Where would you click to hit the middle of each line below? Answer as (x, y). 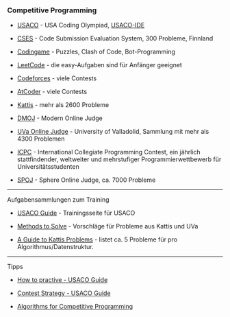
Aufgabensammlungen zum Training (58, 200)
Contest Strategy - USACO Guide (64, 293)
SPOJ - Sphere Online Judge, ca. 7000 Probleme (86, 180)
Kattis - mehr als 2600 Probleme (63, 105)
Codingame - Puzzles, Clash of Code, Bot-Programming (96, 52)
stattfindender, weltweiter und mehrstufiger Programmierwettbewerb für (119, 159)
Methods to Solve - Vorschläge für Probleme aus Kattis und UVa (107, 226)
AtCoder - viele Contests (52, 92)
